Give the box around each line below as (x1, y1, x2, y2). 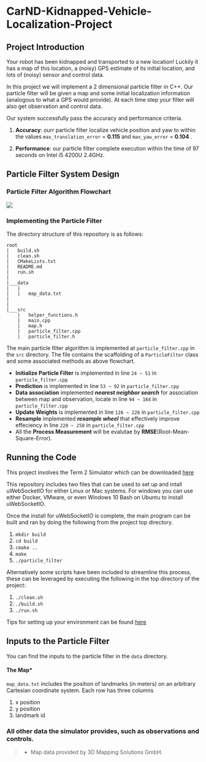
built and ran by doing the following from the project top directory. (6, 518, 174, 526)
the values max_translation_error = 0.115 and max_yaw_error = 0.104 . (15, 133, 193, 140)
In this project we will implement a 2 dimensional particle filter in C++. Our (6, 83, 194, 90)
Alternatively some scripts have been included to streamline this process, (6, 568, 192, 575)
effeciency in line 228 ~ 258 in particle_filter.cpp (15, 421, 145, 429)
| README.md (6, 263, 43, 270)
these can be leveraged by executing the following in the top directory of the (6, 575, 200, 582)
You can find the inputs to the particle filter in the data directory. (6, 652, 168, 659)
